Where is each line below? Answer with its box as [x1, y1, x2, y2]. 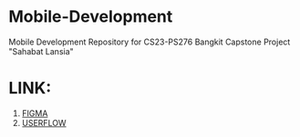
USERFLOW [21, 117, 67, 128]
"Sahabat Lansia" [8, 45, 74, 56]
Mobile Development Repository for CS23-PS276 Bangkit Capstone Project [8, 36, 291, 47]
